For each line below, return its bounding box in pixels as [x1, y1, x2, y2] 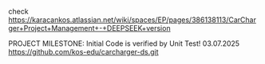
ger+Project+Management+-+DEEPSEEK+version [8, 24, 171, 32]
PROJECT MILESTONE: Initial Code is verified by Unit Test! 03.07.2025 [8, 39, 240, 48]
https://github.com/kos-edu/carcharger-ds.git [8, 47, 159, 56]
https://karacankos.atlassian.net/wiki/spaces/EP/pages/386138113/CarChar [8, 15, 257, 24]
